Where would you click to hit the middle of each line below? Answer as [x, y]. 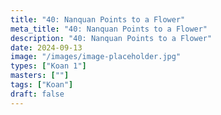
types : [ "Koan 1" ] [48, 66]
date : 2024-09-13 [46, 47]
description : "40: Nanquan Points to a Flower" [111, 38]
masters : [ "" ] [40, 76]
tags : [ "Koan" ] [42, 85]
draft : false [37, 94]
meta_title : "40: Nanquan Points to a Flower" [109, 29]
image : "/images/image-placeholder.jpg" [96, 57]
